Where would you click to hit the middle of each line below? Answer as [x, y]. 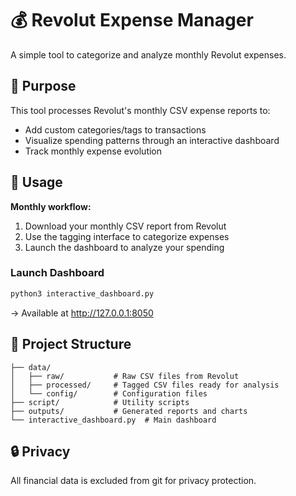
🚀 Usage [36, 182]
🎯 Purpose [43, 86]
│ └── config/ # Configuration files [109, 393]
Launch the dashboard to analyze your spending [124, 247]
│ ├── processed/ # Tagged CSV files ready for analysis [145, 385]
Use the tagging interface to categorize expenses [127, 236]
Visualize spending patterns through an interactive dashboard [152, 140]
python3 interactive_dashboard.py [82, 293]
